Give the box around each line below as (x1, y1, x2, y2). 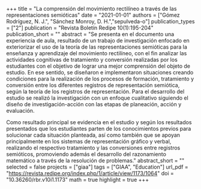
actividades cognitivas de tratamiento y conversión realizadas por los (6, 56, 178, 63)
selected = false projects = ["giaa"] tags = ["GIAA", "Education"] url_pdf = (6, 163, 189, 170)
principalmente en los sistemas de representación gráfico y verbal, (6, 138, 172, 145)
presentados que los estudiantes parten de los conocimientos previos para (6, 125, 191, 132)
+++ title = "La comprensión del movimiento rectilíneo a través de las (6, 5, 177, 12)
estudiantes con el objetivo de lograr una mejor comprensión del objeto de (6, 62, 191, 70)
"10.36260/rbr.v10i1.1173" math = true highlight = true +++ (6, 176, 149, 183)
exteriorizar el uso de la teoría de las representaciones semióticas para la (6, 43, 187, 50)
